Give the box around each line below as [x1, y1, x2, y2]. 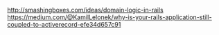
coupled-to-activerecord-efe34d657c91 [7, 21, 121, 28]
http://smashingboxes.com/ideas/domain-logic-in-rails [7, 6, 164, 14]
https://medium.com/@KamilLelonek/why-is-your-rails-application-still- [7, 13, 213, 21]
